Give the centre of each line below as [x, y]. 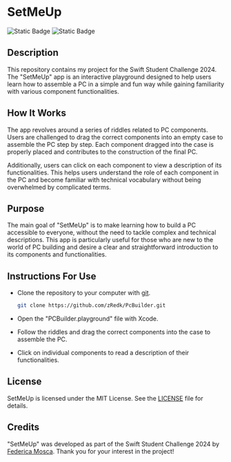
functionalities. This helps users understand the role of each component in [113, 172]
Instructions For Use [52, 276]
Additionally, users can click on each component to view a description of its [114, 165]
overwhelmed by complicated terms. [59, 187]
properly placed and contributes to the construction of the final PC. [102, 152]
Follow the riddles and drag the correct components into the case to [114, 332]
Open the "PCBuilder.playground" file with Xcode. [88, 319]
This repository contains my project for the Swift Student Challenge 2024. [112, 69]
